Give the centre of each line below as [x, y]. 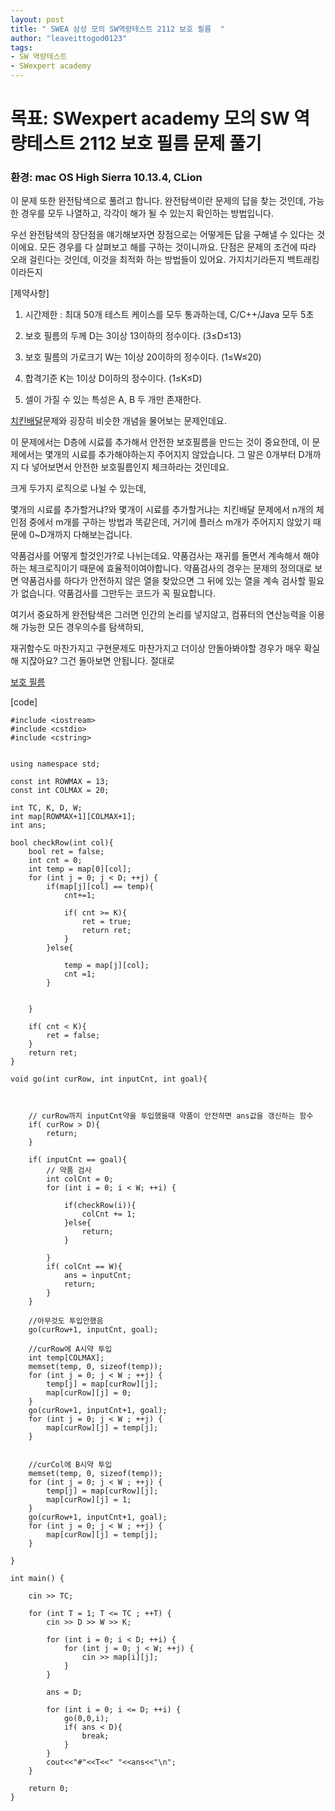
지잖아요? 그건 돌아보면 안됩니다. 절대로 [97, 661]
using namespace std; [55, 764]
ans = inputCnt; [97, 1276]
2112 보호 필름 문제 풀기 [170, 143]
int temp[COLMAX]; [66, 1358]
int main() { [37, 1579]
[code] [24, 702]
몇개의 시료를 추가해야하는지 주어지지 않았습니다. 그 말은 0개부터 [170, 455]
